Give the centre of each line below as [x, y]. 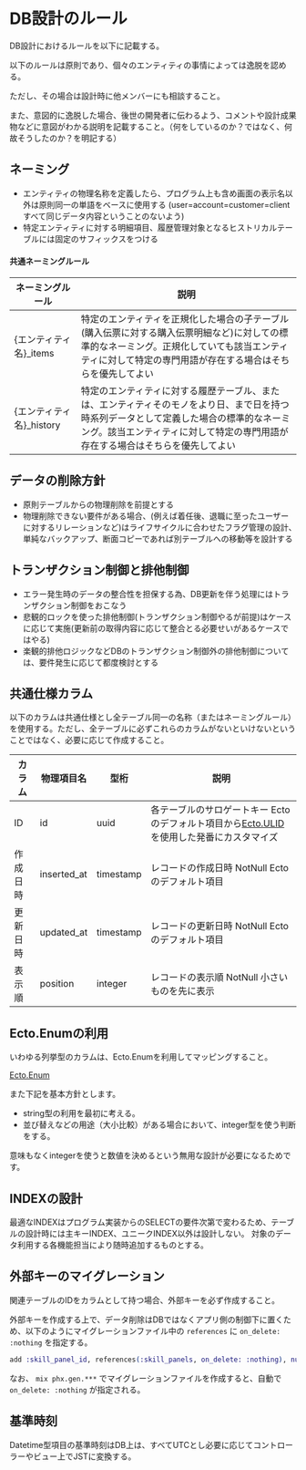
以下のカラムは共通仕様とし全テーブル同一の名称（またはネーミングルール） [153, 718]
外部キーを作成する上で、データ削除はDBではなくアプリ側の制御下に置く [147, 1320]
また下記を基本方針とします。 [65, 1094]
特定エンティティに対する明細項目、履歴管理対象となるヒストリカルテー [158, 227]
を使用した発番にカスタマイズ [214, 837]
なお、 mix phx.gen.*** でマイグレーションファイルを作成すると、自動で [146, 1378]
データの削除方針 [57, 481]
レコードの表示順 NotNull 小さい [219, 978]
